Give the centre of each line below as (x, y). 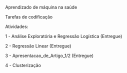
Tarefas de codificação (29, 17)
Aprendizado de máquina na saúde (41, 7)
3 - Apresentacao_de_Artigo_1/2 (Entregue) (49, 55)
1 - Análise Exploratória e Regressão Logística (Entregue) (64, 36)
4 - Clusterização (23, 65)
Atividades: (17, 26)
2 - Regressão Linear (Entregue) (38, 46)
